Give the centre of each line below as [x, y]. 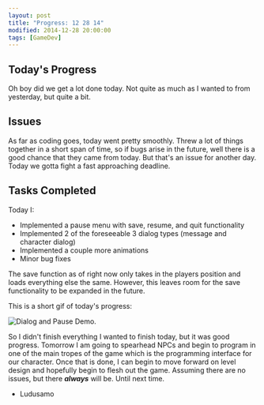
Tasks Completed [52, 191]
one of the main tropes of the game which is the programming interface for [130, 353]
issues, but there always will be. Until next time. [86, 378]
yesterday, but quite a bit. [49, 97]
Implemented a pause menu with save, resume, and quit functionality [132, 225]
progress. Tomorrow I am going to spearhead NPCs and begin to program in [132, 345]
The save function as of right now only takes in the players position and [124, 274]
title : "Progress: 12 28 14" [56, 23]
